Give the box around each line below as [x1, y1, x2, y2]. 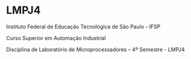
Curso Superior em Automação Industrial [6, 34, 106, 41]
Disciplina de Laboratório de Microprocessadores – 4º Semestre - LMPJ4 [6, 45, 185, 53]
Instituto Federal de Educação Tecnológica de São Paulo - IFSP [6, 23, 161, 30]
